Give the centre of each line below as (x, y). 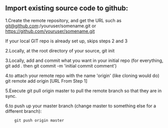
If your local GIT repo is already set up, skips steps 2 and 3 (66, 41)
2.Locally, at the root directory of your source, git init (60, 50)
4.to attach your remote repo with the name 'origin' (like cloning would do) (82, 76)
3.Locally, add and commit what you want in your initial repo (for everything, (84, 60)
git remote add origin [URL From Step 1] (46, 81)
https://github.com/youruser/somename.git (50, 31)
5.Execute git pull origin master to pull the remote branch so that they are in (83, 91)
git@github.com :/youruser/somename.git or (51, 26)
